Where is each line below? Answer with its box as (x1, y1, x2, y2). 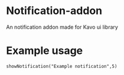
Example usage (6, 44, 83, 57)
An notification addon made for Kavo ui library (6, 23, 118, 30)
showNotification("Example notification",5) (6, 63, 118, 69)
